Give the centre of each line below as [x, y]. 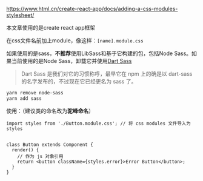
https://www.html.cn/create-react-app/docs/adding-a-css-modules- [92, 9]
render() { [25, 150]
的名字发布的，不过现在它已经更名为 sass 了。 [79, 81]
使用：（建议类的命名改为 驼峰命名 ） [50, 111]
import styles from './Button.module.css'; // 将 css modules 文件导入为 [98, 123]
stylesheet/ [20, 15]
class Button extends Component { [50, 145]
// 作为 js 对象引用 [40, 156]
